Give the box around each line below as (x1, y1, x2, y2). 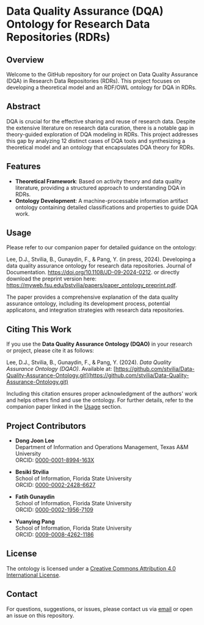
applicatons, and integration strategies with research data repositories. (6, 307, 184, 314)
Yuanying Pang (15, 518, 55, 525)
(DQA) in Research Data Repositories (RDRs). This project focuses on (6, 78, 180, 84)
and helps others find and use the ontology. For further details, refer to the (6, 397, 194, 404)
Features (6, 161, 41, 172)
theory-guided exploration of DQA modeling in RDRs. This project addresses (6, 130, 199, 138)
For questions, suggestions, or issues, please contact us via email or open (6, 605, 193, 612)
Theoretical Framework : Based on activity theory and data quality (15, 177, 182, 185)
